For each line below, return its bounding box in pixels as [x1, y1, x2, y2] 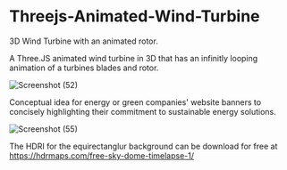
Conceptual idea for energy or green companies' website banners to [9, 96, 262, 108]
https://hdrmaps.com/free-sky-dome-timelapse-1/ [9, 150, 195, 161]
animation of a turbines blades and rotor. [9, 62, 159, 73]
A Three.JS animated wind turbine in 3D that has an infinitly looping [9, 53, 258, 63]
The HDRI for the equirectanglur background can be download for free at [9, 141, 278, 151]
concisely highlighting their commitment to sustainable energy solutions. [9, 106, 277, 117]
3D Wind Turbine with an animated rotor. [9, 36, 158, 46]
